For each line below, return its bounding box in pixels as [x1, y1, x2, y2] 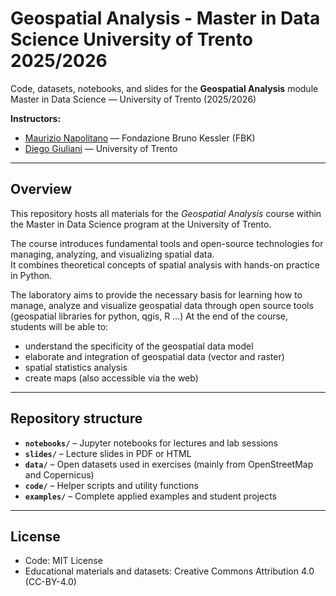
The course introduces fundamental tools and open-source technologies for [10, 237, 324, 249]
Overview [10, 181, 73, 198]
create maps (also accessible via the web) [24, 372, 199, 384]
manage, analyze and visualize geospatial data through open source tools [10, 299, 314, 311]
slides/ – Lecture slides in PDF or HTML [24, 447, 192, 459]
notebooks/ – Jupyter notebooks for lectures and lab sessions [24, 437, 278, 449]
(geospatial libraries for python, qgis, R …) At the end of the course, [10, 310, 289, 322]
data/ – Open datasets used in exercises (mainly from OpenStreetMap [24, 458, 314, 470]
